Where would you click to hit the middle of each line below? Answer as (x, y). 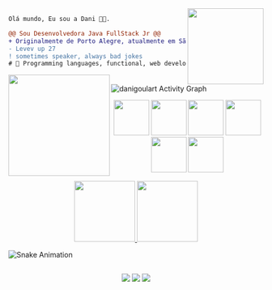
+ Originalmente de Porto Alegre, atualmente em (92, 41)
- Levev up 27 (32, 49)
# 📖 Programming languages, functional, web (85, 64)
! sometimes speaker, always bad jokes (76, 56)
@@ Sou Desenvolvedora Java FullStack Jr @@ (85, 33)
